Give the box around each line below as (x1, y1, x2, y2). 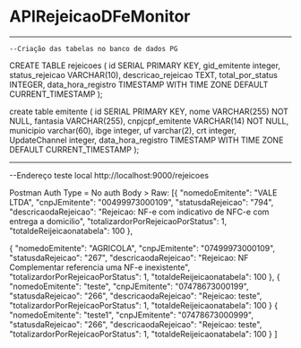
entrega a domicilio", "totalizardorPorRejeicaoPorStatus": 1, (9, 215, 228, 226)
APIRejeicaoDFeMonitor (9, 6, 191, 27)
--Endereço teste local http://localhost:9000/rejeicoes (9, 170, 209, 180)
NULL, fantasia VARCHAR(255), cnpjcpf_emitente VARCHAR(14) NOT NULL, (9, 115, 289, 126)
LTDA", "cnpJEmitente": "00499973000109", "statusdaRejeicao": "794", (9, 196, 274, 207)
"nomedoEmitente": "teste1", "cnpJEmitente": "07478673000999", (9, 309, 254, 320)
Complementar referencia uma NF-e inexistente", (9, 262, 191, 273)
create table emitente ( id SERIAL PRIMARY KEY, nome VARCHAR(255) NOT (9, 106, 288, 117)
